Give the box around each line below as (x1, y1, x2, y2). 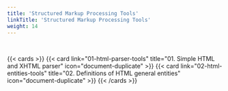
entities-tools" (7, 69, 47, 77)
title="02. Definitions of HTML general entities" (48, 69, 181, 77)
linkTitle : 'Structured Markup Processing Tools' (7, 16, 152, 23)
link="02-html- (180, 62, 223, 70)
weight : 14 (7, 23, 38, 29)
